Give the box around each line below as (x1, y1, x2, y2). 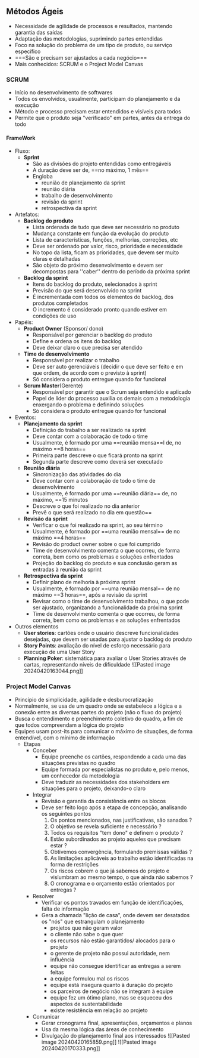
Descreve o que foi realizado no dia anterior (32, 502, 140, 510)
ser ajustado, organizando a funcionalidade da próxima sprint (32, 604, 183, 611)
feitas (50, 968, 64, 976)
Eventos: (14, 414, 37, 421)
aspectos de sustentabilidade (50, 1000, 123, 1007)
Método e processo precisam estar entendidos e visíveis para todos (14, 108, 181, 115)
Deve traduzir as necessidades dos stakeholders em (41, 778, 170, 785)
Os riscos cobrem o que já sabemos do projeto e (50, 867, 170, 874)
